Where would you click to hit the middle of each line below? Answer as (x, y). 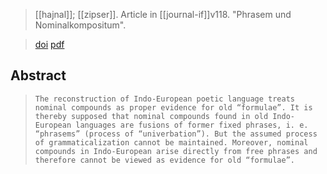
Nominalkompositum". (80, 25)
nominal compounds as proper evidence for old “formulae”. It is (173, 107)
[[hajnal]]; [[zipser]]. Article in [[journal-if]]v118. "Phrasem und (163, 14)
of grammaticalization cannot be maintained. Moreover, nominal (171, 142)
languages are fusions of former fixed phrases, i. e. (192, 125)
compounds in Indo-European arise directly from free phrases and (176, 151)
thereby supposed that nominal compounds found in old (151, 116)
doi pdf (49, 44)
